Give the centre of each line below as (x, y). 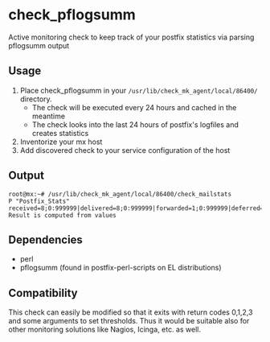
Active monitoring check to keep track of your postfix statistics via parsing (131, 37)
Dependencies (45, 239)
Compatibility (43, 293)
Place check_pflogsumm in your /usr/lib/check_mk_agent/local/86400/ (139, 90)
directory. (36, 99)
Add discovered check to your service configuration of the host (125, 150)
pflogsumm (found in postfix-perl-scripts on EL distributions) (121, 268)
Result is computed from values (62, 215)
